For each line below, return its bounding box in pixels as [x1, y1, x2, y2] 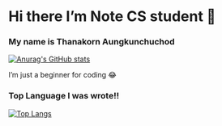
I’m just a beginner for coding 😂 [8, 70, 117, 80]
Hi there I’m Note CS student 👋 [8, 7, 216, 26]
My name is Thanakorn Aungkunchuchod [8, 36, 176, 48]
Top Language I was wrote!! [8, 90, 120, 102]
